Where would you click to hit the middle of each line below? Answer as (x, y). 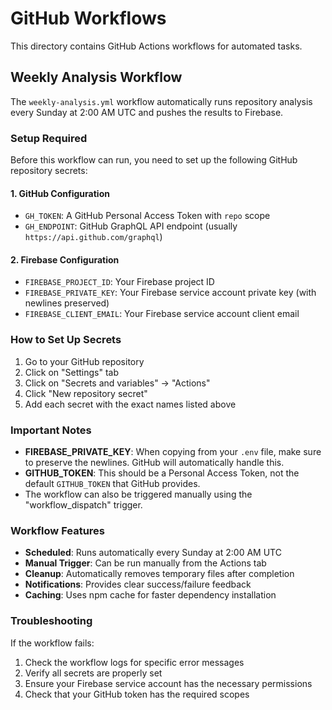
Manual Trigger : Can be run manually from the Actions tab (145, 563)
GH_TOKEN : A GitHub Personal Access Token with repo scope (147, 216)
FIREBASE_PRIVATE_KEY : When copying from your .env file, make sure (173, 452)
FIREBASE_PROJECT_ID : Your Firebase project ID (119, 282)
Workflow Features (58, 530)
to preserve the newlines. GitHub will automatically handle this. (154, 463)
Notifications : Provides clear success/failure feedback (138, 584)
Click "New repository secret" (86, 393)
